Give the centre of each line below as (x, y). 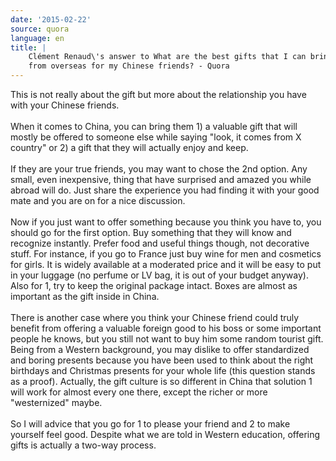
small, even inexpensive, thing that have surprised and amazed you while (161, 179)
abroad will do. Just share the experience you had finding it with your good (165, 190)
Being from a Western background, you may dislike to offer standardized (160, 349)
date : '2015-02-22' (51, 19)
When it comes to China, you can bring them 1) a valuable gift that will (154, 126)
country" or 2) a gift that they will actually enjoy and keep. (129, 147)
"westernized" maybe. (56, 402)
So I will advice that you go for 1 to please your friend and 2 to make (150, 424)
